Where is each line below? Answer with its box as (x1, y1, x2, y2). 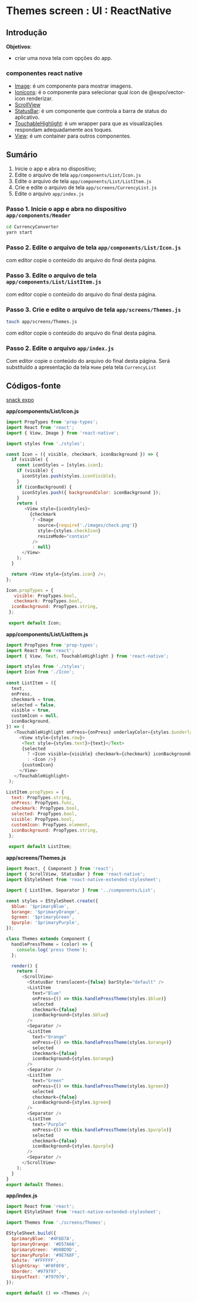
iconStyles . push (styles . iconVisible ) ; (21, 473, 117, 479)
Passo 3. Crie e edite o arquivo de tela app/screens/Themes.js (6, 305, 181, 313)
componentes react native (6, 69, 83, 77)
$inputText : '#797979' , (11, 1274, 69, 1280)
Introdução (6, 28, 47, 38)
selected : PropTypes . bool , (11, 811, 77, 817)
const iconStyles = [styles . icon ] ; (16, 462, 104, 468)
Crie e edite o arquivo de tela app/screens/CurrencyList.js (14, 184, 157, 191)
